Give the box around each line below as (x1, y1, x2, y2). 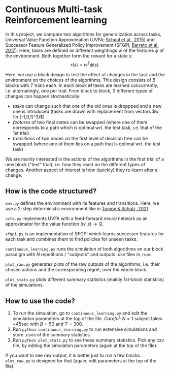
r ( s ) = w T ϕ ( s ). (71, 60, 100, 68)
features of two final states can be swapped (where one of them (12, 119, 148, 125)
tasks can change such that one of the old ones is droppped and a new (12, 103, 162, 109)
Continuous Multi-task (5, 4, 103, 15)
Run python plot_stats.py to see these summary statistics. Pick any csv (12, 337, 164, 344)
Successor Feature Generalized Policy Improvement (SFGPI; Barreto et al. (5, 42, 159, 48)
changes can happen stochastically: (5, 93, 81, 99)
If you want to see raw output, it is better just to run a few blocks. (5, 352, 141, 359)
